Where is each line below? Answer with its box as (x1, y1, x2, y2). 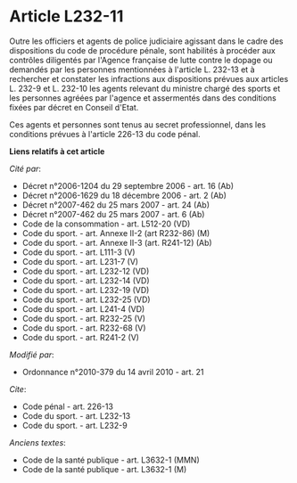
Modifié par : (9, 349, 55, 360)
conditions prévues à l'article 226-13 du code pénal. (9, 128, 201, 139)
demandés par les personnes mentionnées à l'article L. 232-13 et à (9, 64, 255, 75)
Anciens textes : (9, 437, 67, 447)
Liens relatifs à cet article (9, 145, 105, 157)
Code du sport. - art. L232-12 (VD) (21, 266, 150, 276)
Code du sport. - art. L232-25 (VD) (21, 294, 151, 305)
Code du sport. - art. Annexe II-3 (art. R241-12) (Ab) (21, 237, 212, 248)
